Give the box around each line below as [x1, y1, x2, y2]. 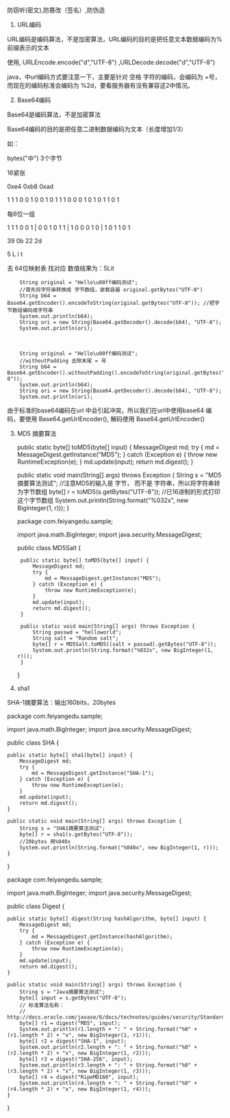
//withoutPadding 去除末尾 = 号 [19, 358, 107, 364]
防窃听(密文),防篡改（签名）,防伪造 [7, 6, 105, 14]
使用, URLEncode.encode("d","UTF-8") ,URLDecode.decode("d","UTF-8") [7, 58, 216, 66]
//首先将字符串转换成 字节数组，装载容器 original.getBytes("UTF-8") [19, 286, 203, 293]
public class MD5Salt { [16, 544, 81, 551]
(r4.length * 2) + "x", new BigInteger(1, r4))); [7, 1086, 152, 1093]
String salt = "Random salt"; [32, 635, 119, 642]
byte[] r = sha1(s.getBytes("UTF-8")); [19, 831, 133, 838]
